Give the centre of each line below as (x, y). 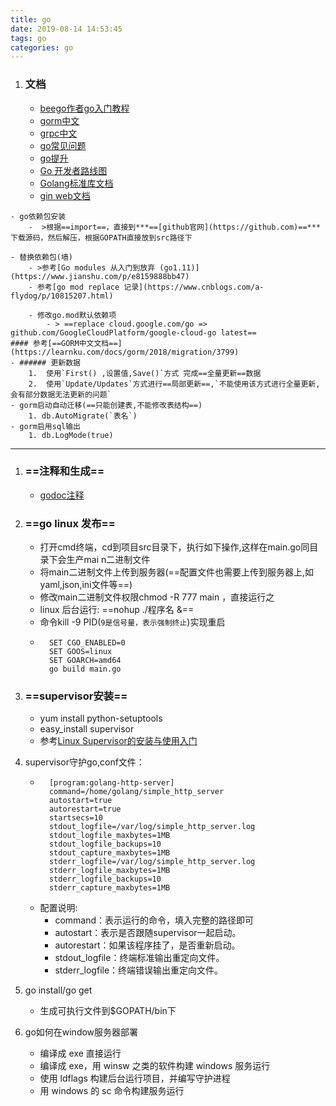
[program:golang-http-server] (111, 783)
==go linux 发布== (70, 523)
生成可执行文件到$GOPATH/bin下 (108, 1011)
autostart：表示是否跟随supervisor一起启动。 (148, 933)
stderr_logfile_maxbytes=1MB (109, 871)
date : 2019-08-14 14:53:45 (66, 29)
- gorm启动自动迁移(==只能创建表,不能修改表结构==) (106, 405)
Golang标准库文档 (76, 183)
